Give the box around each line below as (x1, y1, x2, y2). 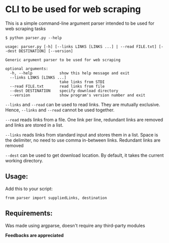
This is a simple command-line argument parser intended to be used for (5, 20, 155, 26)
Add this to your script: (5, 186, 53, 192)
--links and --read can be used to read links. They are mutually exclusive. (5, 101, 160, 107)
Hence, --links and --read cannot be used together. (5, 107, 115, 113)
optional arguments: (5, 66, 49, 71)
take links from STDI (59, 79, 105, 84)
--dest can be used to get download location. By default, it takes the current (5, 152, 164, 158)
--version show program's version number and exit (10, 92, 145, 98)
